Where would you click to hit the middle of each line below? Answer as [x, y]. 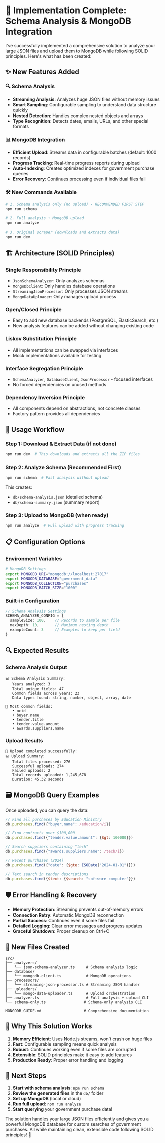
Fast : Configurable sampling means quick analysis [64, 1044]
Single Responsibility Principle [43, 270]
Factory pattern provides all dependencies [56, 414]
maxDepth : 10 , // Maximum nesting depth [59, 625]
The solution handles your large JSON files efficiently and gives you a [77, 1119]
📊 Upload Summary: [25, 756]
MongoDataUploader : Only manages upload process [64, 297]
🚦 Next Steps [26, 1076]
